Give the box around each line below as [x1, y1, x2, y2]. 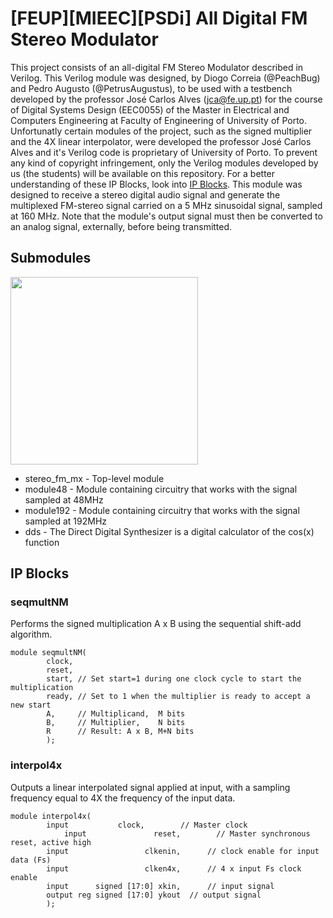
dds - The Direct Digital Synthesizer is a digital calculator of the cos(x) [24, 525, 315, 537]
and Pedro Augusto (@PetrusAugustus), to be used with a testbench [10, 82, 293, 94]
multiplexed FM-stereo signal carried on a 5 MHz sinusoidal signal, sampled [10, 199, 323, 211]
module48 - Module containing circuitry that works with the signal [24, 483, 298, 495]
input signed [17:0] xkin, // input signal [46, 881, 275, 891]
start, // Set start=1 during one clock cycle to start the [46, 674, 302, 684]
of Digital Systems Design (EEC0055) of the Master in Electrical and [10, 103, 290, 116]
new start [10, 700, 52, 711]
